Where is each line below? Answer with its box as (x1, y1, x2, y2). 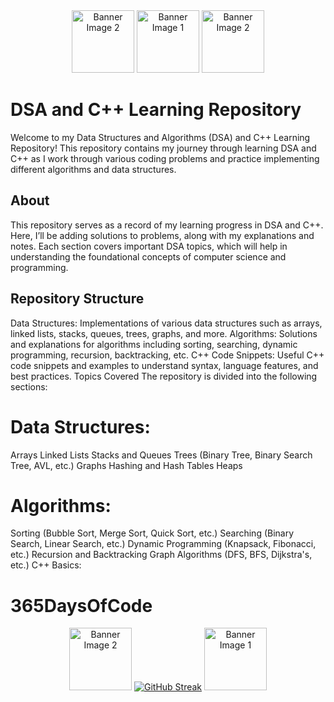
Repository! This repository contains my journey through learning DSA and (10, 142, 317, 154)
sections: (10, 380, 48, 393)
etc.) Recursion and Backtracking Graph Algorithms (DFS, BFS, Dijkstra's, (10, 549, 313, 561)
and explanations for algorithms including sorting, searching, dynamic (10, 338, 298, 350)
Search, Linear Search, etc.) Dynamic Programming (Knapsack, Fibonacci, (10, 538, 317, 550)
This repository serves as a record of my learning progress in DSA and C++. (10, 219, 324, 231)
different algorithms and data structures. (10, 163, 177, 175)
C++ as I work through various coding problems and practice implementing (10, 152, 320, 164)
